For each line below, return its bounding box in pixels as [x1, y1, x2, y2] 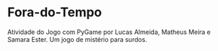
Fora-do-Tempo [7, 4, 102, 21]
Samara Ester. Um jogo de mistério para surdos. [7, 35, 148, 43]
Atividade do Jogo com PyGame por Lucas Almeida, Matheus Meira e [7, 28, 211, 36]
